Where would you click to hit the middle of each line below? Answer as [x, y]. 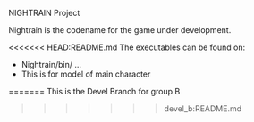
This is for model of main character [86, 74]
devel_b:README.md [203, 109]
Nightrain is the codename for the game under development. [120, 30]
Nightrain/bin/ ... [51, 65]
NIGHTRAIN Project [44, 13]
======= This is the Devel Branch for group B [94, 91]
